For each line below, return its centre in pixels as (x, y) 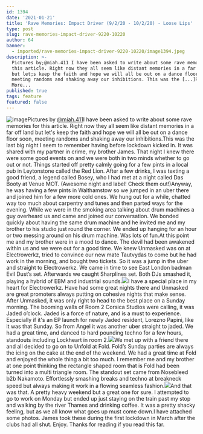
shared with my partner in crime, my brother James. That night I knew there (100, 152)
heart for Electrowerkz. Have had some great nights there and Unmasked (97, 287)
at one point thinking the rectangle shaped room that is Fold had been (93, 366)
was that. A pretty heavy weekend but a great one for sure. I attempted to (98, 392)
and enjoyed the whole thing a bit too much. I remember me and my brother (100, 359)
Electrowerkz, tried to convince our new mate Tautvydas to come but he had (101, 255)
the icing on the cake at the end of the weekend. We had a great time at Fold (101, 353)
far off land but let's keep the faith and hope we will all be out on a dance (97, 132)
